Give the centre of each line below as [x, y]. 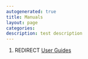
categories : [21, 28]
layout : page [22, 22]
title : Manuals [25, 17]
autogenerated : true [31, 12]
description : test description [44, 34]
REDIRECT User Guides [43, 50]
